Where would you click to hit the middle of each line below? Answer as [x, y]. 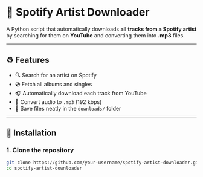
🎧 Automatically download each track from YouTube [81, 93]
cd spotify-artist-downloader [44, 169]
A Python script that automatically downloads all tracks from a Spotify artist [101, 29]
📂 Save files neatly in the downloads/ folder [68, 108]
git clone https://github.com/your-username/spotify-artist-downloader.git [104, 163]
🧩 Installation [31, 133]
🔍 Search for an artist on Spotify [56, 75]
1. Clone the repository [40, 150]
